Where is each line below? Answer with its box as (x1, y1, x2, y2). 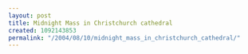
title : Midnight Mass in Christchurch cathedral (8, 19, 173, 27)
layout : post (8, 11, 52, 20)
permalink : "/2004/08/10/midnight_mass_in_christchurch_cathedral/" (8, 33, 241, 42)
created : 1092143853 (8, 26, 77, 34)
